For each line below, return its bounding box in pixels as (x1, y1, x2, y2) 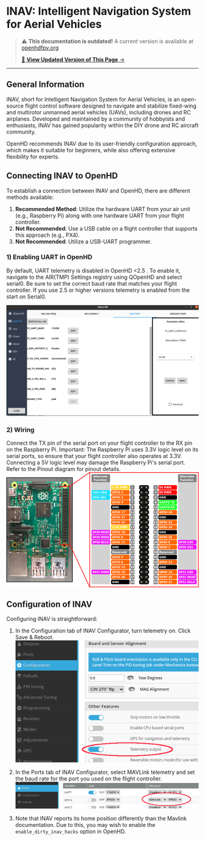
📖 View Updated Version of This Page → (21, 56, 125, 63)
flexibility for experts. (6, 153, 60, 160)
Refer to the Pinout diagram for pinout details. (6, 465, 121, 473)
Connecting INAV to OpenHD (6, 171, 118, 181)
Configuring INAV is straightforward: (6, 615, 98, 623)
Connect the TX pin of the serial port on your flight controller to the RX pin (6, 439, 193, 447)
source (6, 102, 24, 109)
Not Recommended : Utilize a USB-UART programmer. (15, 237, 152, 245)
